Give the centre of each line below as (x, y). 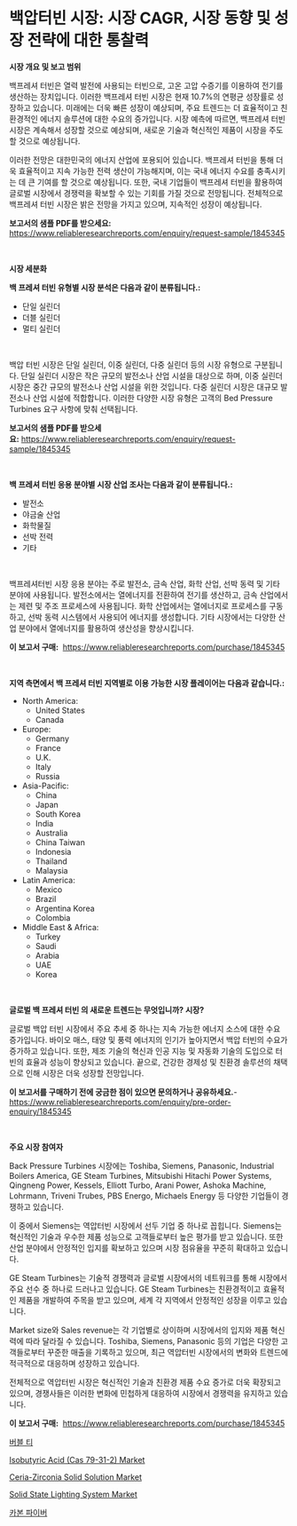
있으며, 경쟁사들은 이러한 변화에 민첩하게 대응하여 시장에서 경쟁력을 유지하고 (141, 1393)
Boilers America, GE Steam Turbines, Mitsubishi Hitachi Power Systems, (141, 1175)
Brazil (46, 898)
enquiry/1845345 (40, 1111)
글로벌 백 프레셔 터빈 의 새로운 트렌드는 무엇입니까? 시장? (107, 1009)
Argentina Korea (65, 908)
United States (60, 710)
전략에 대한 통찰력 (88, 40)
